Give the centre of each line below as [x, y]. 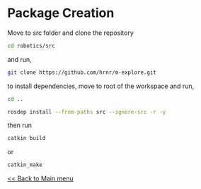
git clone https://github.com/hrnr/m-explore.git [82, 72]
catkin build [27, 139]
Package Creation [61, 13]
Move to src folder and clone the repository [70, 33]
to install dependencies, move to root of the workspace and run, [101, 86]
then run [20, 125]
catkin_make [25, 165]
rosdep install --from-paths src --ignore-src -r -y [87, 112]
